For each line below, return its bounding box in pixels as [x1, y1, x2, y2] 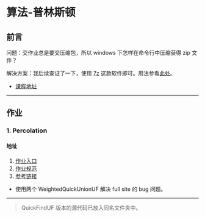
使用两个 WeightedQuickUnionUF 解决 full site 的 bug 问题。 [15, 185, 167, 193]
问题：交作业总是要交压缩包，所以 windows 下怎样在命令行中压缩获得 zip [6, 49, 191, 56]
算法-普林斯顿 [6, 5, 76, 20]
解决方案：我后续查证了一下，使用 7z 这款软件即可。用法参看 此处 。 [6, 69, 176, 77]
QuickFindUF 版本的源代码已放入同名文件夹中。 [21, 204, 142, 211]
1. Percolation [6, 126, 48, 135]
